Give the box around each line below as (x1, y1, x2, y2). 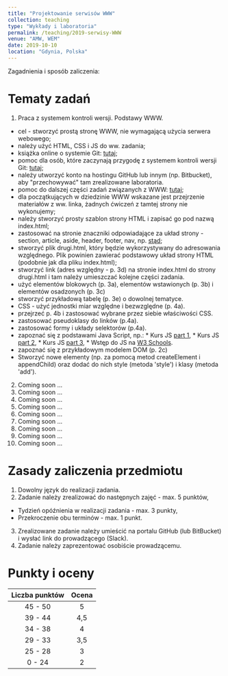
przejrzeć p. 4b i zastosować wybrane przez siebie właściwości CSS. (17, 309, 214, 317)
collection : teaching (8, 16, 70, 23)
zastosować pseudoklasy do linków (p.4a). (17, 316, 139, 324)
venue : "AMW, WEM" (8, 36, 60, 43)
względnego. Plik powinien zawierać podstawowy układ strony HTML (17, 251, 214, 259)
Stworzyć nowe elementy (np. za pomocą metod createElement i (17, 352, 201, 361)
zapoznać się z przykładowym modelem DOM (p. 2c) (17, 346, 168, 354)
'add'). (17, 367, 37, 376)
